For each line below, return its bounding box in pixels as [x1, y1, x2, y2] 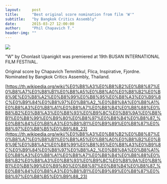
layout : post [5, 7, 41, 12]
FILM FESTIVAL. [5, 59, 38, 65]
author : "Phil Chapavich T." [5, 26, 75, 31]
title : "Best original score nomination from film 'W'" [5, 12, 135, 17]
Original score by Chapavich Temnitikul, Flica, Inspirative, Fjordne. [5, 68, 141, 74]
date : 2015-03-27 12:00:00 [5, 21, 75, 26]
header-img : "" [5, 30, 37, 35]
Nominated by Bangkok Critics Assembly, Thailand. [5, 74, 110, 80]
